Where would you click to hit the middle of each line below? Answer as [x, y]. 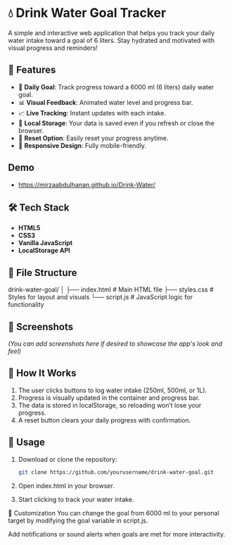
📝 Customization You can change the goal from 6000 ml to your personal [114, 513]
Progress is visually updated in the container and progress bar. [109, 397]
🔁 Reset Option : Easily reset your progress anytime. [93, 138]
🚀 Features [32, 70]
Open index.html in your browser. [66, 486]
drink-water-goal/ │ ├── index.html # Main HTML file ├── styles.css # [111, 289]
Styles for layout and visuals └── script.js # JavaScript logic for [100, 297]
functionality [26, 305]
